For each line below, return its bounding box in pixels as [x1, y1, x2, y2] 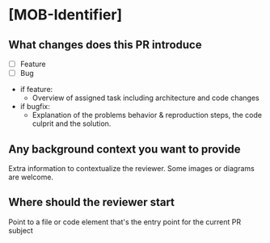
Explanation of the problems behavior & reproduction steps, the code [32, 111, 263, 120]
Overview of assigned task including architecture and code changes [32, 93, 260, 103]
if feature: [19, 85, 53, 94]
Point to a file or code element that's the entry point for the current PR [8, 216, 241, 227]
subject [8, 225, 34, 235]
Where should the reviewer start [8, 195, 175, 209]
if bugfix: [19, 102, 50, 111]
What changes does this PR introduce [8, 38, 202, 52]
